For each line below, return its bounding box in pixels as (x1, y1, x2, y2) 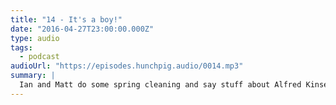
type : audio (10, 33, 60, 43)
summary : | (10, 71, 56, 81)
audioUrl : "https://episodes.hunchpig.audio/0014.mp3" (10, 61, 244, 71)
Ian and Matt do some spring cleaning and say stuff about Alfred (19, 80, 302, 90)
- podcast (19, 52, 60, 62)
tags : (10, 42, 33, 53)
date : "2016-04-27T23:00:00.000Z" (10, 24, 155, 34)
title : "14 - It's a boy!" (10, 14, 123, 25)
